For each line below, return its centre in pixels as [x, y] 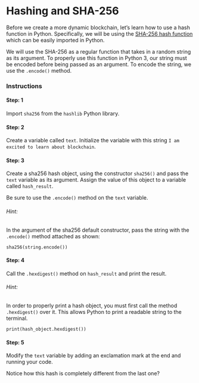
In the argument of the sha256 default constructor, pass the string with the [98, 230]
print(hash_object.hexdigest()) [46, 329]
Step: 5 [15, 342]
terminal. [17, 318]
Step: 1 [15, 100]
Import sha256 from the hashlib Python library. [63, 114]
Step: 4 [15, 260]
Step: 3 [15, 160]
